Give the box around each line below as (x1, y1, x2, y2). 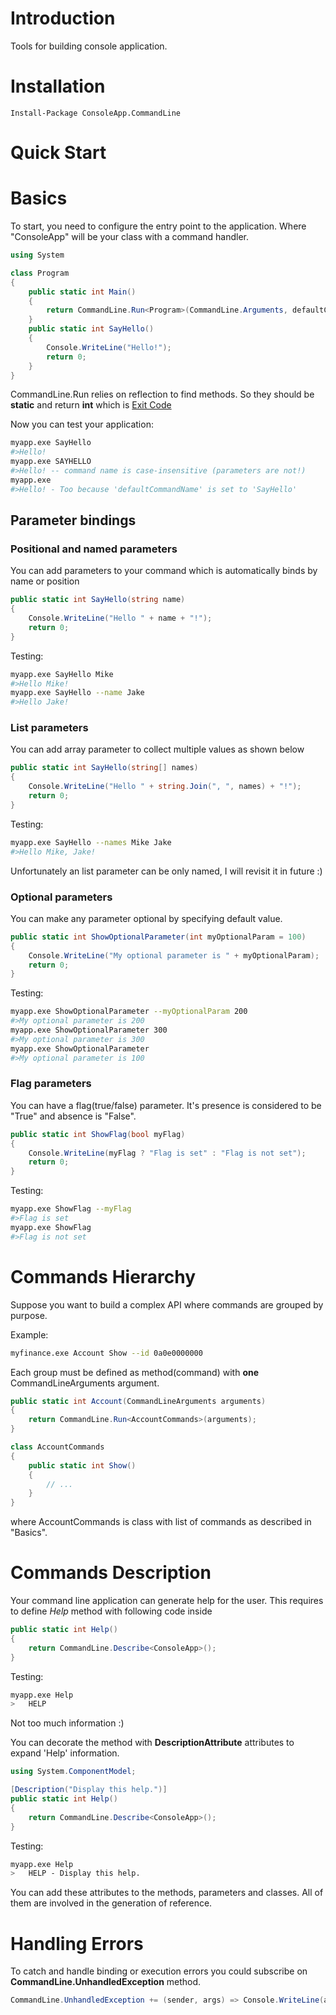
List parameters (10, 721, 89, 735)
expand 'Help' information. (10, 1747, 120, 1759)
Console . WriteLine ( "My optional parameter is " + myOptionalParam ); (28, 950, 320, 961)
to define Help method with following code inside (10, 1605, 213, 1617)
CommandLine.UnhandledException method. (10, 1976, 202, 1988)
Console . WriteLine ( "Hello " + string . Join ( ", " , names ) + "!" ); (28, 782, 302, 792)
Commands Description (10, 1562, 212, 1584)
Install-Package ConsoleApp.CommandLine (10, 108, 182, 118)
